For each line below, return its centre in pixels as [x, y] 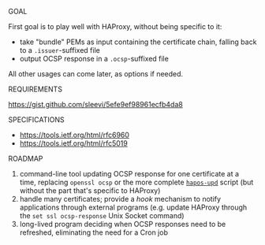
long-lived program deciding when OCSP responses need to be [123, 224]
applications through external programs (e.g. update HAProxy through [133, 207]
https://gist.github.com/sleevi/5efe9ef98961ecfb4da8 [95, 104]
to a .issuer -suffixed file [60, 50]
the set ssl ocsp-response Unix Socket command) [102, 215]
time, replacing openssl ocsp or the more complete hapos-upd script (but [136, 182]
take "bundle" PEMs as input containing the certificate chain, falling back [138, 42]
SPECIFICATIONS [36, 120]
